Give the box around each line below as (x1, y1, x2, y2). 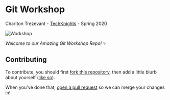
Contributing (5, 55, 47, 64)
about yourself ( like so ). (5, 74, 55, 80)
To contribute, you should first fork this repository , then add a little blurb (5, 69, 157, 75)
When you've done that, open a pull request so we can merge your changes (5, 84, 165, 90)
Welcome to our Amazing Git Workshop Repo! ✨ (5, 40, 107, 46)
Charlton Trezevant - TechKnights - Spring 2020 (5, 20, 107, 27)
